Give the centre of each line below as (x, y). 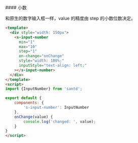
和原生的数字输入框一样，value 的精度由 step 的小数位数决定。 (70, 18)
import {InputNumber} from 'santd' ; (44, 89)
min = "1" (27, 42)
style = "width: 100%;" (41, 61)
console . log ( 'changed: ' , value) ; (60, 122)
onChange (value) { (34, 117)
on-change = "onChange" (41, 56)
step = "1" (28, 52)
